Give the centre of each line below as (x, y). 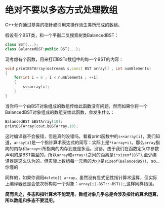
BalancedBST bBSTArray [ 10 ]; (34, 121)
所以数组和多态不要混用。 (31, 200)
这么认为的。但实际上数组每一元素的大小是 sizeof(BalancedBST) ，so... (89, 161)
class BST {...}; (22, 44)
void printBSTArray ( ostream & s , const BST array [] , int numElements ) (78, 69)
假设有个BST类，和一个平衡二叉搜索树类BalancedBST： (62, 35)
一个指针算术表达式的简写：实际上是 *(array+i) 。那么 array (96, 142)
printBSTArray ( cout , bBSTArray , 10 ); (42, 126)
